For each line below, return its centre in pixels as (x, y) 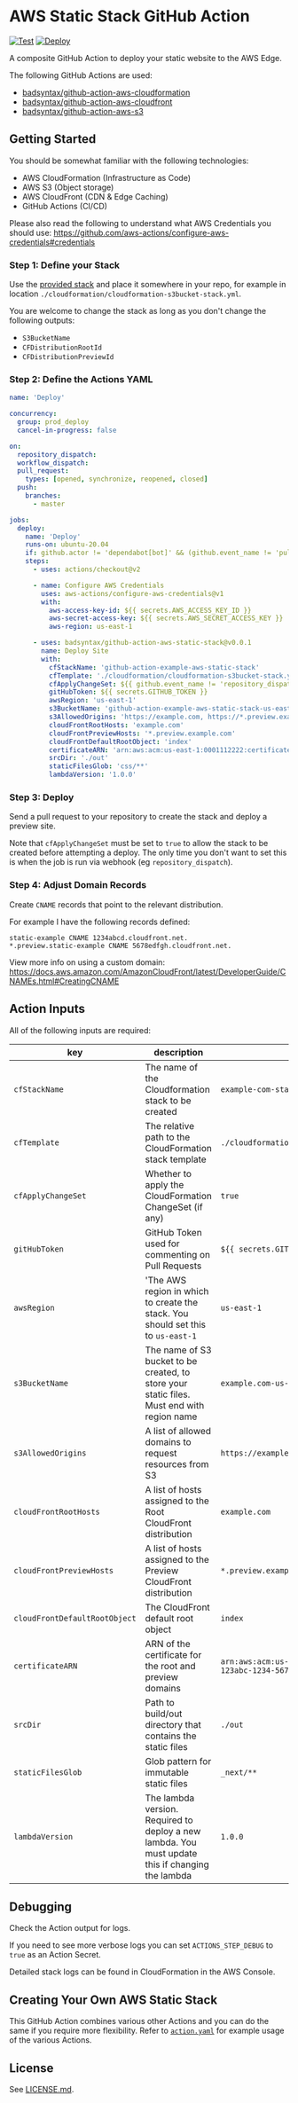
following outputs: (42, 320)
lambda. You (171, 1842)
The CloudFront (177, 1607)
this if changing (177, 1864)
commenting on (178, 1254)
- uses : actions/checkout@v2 (86, 569)
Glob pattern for (178, 1761)
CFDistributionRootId (62, 348)
